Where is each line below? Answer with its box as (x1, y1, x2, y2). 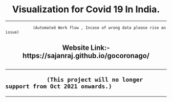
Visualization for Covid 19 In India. (12, 4, 160, 15)
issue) (5, 30, 19, 35)
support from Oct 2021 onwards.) (5, 83, 113, 90)
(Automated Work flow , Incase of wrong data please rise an (32, 25, 166, 30)
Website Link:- (62, 43, 110, 52)
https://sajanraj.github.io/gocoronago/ (22, 52, 150, 60)
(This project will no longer (46, 75, 143, 83)
